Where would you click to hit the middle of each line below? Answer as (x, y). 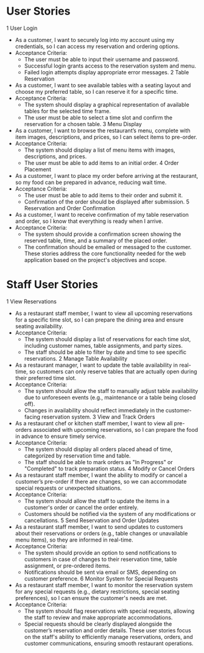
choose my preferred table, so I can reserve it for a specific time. (97, 91)
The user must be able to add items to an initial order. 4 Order (101, 163)
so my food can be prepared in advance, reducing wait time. (91, 182)
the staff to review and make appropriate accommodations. (98, 617)
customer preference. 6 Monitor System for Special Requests (101, 578)
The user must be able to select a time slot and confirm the (98, 118)
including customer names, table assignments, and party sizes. (103, 345)
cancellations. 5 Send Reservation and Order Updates (92, 520)
